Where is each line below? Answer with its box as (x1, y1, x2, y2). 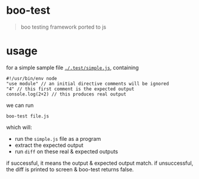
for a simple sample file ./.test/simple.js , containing (6, 64, 139, 71)
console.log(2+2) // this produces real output (6, 91, 127, 97)
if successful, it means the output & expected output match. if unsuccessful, (6, 159, 194, 166)
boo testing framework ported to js (20, 23, 107, 30)
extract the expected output (14, 141, 83, 149)
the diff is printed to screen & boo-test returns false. (6, 165, 134, 173)
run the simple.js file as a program (14, 135, 101, 142)
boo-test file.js (6, 113, 49, 119)
